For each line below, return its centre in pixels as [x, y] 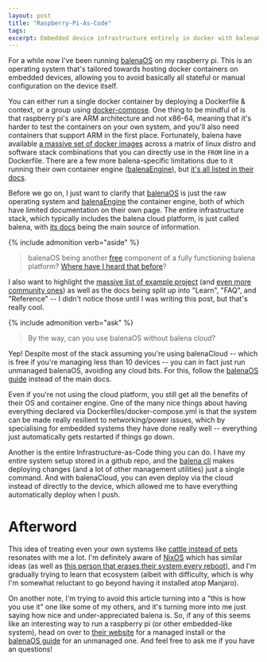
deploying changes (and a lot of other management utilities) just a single [126, 469]
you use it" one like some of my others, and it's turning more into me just [127, 607]
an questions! [31, 649]
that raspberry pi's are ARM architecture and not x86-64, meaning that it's [130, 118]
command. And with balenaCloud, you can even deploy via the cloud [121, 478]
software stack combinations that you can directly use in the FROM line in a [129, 152]
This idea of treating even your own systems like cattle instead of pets [123, 549]
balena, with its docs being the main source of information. [104, 227]
